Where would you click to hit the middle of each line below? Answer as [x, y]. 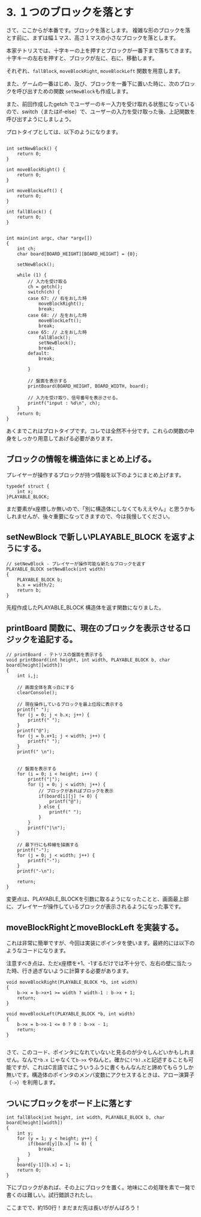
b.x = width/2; [36, 585]
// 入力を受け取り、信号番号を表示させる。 [74, 398]
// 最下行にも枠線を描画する [48, 845]
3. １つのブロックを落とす [70, 12]
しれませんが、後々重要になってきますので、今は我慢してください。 [90, 516]
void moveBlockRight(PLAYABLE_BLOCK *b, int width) [72, 983]
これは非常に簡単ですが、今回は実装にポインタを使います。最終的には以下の [100, 943]
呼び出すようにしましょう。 [40, 119]
